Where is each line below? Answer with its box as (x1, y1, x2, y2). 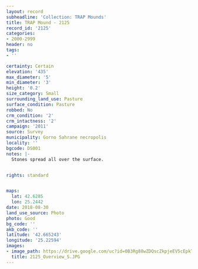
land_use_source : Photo (6, 210, 65, 216)
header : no (6, 42, 33, 48)
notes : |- (6, 151, 31, 157)
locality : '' (6, 140, 38, 146)
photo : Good (6, 215, 35, 221)
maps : (6, 188, 19, 194)
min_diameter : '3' (6, 80, 51, 86)
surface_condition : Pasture (6, 101, 75, 107)
